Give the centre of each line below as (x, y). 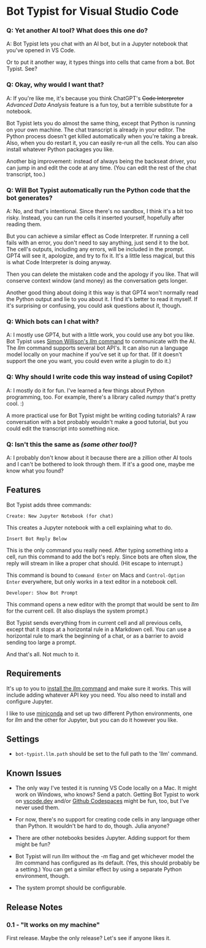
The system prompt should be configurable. (71, 888)
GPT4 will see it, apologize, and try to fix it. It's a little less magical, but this (101, 256)
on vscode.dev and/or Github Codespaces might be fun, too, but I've (102, 801)
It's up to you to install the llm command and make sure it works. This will (99, 688)
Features (24, 490)
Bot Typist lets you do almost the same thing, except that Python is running (101, 123)
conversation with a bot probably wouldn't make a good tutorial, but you (97, 421)
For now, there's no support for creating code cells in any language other (107, 820)
